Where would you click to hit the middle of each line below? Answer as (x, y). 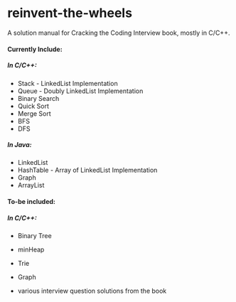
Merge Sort (34, 113)
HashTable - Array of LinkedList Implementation (87, 170)
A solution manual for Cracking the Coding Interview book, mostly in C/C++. (119, 33)
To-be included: (31, 202)
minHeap (31, 249)
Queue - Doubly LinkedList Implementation (80, 91)
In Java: (20, 145)
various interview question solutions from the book (92, 291)
